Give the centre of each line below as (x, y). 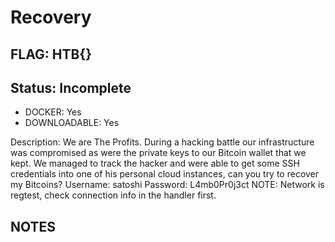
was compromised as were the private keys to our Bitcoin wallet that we (158, 153)
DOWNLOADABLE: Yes (72, 123)
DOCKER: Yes (53, 112)
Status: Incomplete (71, 87)
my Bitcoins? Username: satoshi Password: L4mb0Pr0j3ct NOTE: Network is (167, 185)
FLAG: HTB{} (51, 54)
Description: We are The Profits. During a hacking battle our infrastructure (162, 142)
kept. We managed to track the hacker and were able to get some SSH (155, 163)
